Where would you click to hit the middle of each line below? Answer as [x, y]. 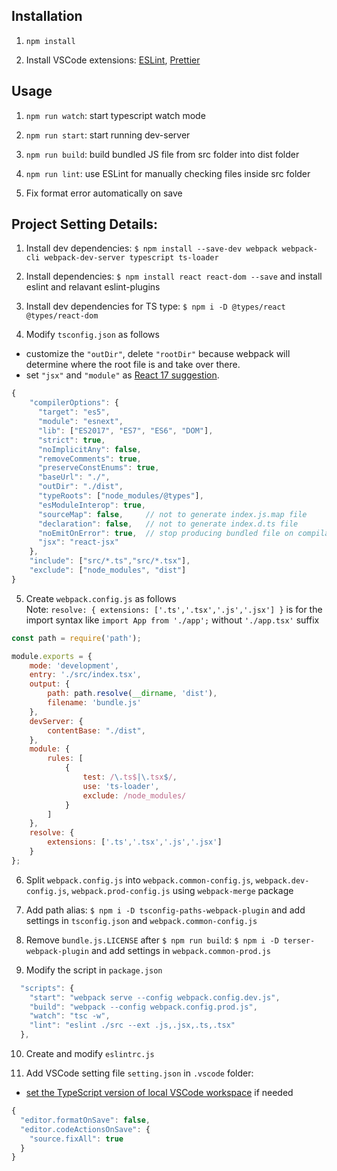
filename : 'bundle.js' [94, 703]
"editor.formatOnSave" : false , [85, 1120]
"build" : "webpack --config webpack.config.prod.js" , [143, 1007]
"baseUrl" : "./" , [74, 477]
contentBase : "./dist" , [96, 730]
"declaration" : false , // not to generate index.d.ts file [168, 524]
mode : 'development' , [74, 665]
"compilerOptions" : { [74, 403]
